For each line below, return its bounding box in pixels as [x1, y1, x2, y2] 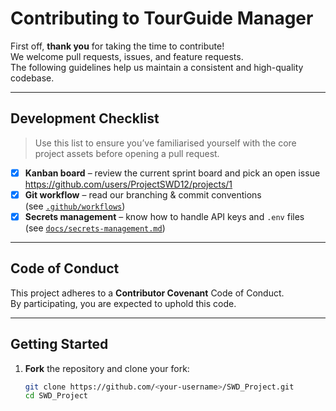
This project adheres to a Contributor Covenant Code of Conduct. [10, 287, 285, 299]
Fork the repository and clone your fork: [24, 362, 190, 374]
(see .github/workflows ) [24, 200, 126, 212]
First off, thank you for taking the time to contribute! [10, 40, 225, 52]
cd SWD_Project [24, 391, 89, 401]
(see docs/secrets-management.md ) [24, 222, 166, 234]
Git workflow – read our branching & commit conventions [24, 188, 262, 201]
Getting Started [10, 336, 109, 353]
